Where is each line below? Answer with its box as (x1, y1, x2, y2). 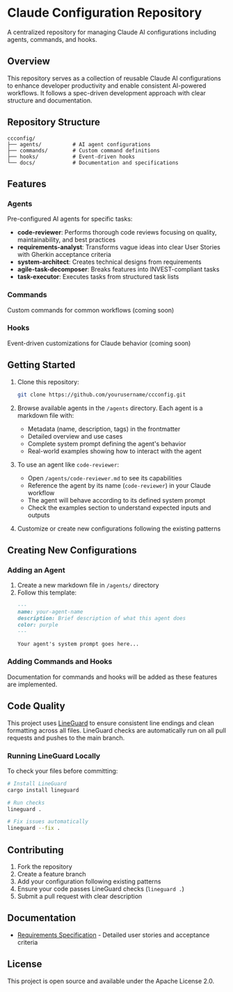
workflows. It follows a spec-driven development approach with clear (7, 88, 207, 97)
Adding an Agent (7, 565, 65, 575)
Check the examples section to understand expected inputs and (27, 503, 211, 512)
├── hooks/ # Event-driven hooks (7, 153, 136, 160)
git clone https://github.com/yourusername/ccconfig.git (17, 391, 186, 398)
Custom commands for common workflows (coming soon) (7, 306, 175, 314)
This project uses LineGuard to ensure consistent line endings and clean (7, 718, 214, 727)
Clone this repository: (17, 377, 79, 386)
